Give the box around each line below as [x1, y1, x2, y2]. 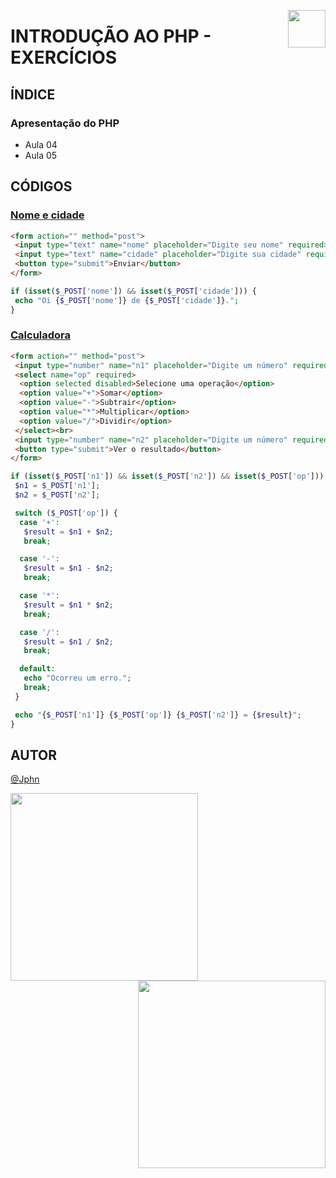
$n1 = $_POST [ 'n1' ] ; [14, 481, 101, 491]
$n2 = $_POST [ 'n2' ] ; [14, 490, 101, 500]
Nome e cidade [10, 208, 85, 222]
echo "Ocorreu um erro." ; [23, 673, 132, 684]
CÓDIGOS [10, 178, 73, 195]
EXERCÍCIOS [10, 46, 118, 69]
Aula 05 [24, 149, 58, 161]
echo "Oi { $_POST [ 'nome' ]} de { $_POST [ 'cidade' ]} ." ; [14, 295, 240, 305]
